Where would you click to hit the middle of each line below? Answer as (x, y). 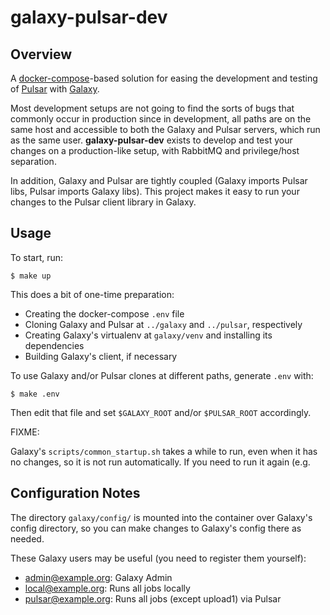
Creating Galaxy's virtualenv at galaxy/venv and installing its (148, 335)
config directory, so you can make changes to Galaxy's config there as (156, 528)
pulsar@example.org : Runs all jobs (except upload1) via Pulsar (153, 598)
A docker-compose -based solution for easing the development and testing (164, 78)
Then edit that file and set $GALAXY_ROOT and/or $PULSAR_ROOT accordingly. (161, 412)
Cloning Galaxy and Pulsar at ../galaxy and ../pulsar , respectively (163, 324)
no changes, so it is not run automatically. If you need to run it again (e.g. (160, 462)
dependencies (54, 345)
